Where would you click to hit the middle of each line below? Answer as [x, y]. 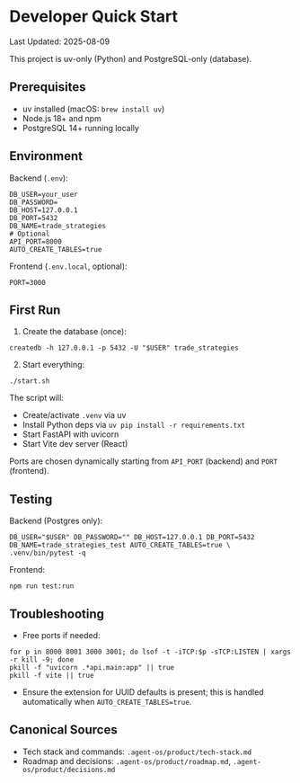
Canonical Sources [64, 730]
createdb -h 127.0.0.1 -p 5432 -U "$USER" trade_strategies [124, 348]
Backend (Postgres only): [56, 521]
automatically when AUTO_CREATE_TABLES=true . [107, 702]
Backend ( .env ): [39, 178]
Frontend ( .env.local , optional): [68, 266]
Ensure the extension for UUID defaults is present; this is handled [143, 692]
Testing [31, 499]
